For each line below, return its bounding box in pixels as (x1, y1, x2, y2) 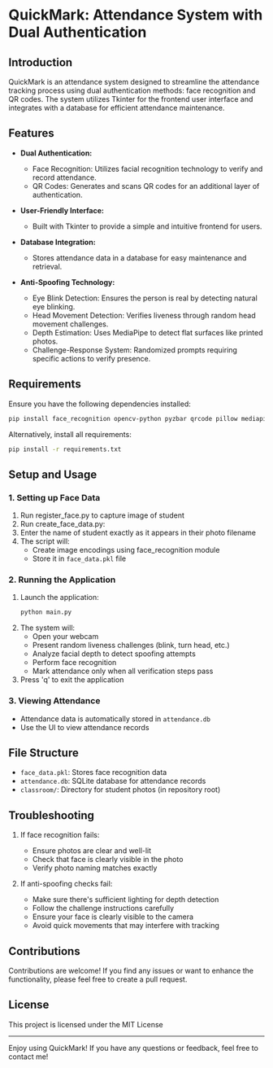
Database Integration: (19, 237, 96, 247)
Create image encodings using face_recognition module (32, 545, 220, 555)
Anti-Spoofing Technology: (19, 277, 115, 287)
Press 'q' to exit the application (19, 675, 124, 685)
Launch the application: (19, 593, 99, 602)
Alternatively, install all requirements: (8, 429, 132, 439)
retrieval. (32, 261, 63, 271)
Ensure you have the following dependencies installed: (8, 399, 191, 409)
